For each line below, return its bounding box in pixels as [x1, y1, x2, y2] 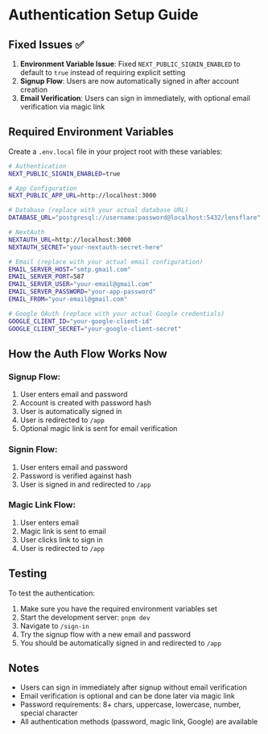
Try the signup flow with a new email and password [19, 629, 192, 639]
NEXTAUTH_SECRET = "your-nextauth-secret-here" [8, 243, 163, 251]
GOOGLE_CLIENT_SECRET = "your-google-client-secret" [8, 325, 182, 333]
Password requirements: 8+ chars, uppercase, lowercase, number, [19, 699, 241, 710]
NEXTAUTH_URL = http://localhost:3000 [8, 235, 131, 243]
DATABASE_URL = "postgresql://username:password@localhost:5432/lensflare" [8, 214, 262, 222]
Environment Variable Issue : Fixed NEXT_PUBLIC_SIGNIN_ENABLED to [19, 59, 241, 68]
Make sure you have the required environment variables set [19, 603, 217, 613]
